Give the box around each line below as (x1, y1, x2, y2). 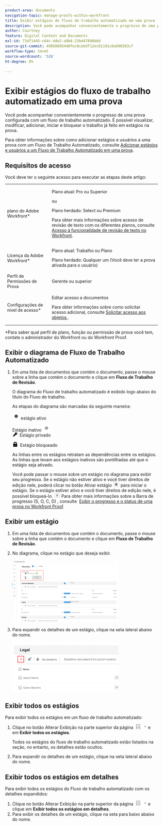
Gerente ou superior (51, 278, 92, 284)
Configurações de (7, 302, 43, 308)
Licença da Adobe (7, 253, 44, 258)
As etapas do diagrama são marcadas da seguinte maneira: (12, 403, 131, 409)
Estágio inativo (12, 427, 42, 433)
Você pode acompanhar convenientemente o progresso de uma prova (5, 112, 146, 118)
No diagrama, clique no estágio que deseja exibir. (12, 550, 111, 556)
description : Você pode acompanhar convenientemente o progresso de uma (5, 23, 155, 28)
